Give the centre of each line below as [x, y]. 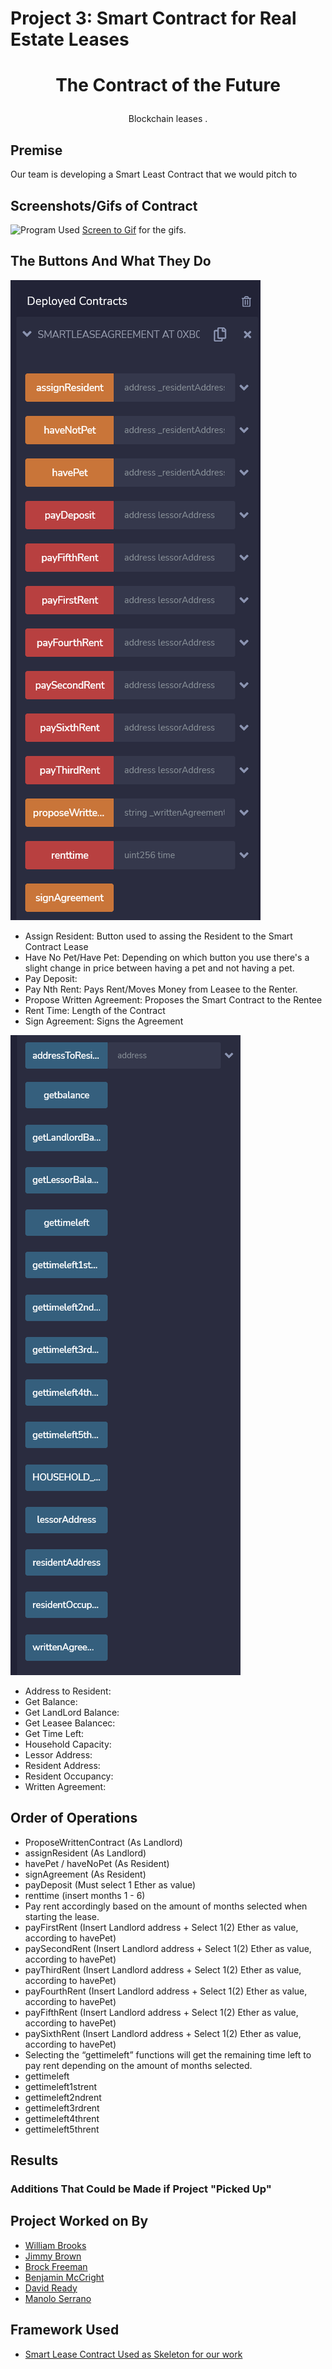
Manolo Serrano [58, 2298]
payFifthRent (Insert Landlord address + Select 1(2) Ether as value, [161, 2012]
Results [34, 2160]
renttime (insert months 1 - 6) [85, 1895]
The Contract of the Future [168, 85]
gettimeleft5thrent [62, 2129]
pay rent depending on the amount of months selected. [138, 2065]
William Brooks [55, 2245]
